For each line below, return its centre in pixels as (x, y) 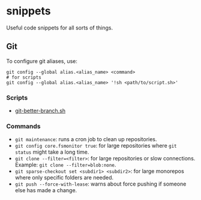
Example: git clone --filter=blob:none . (65, 165)
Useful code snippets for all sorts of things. (59, 28)
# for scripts (24, 77)
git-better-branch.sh (40, 111)
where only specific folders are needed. (64, 178)
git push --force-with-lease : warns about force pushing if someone (100, 184)
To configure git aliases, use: (42, 61)
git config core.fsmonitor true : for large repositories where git (96, 146)
